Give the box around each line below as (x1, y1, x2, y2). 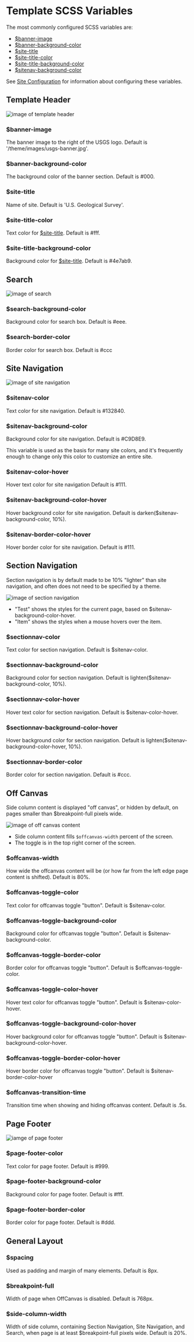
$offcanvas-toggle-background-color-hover (6, 1019, 136, 1028)
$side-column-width (6, 1310, 67, 1318)
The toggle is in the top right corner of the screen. (14, 839, 136, 847)
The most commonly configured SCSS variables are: (6, 24, 133, 31)
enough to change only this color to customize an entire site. (6, 453, 153, 461)
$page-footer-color (6, 1149, 63, 1157)
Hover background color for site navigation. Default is (6, 509, 136, 517)
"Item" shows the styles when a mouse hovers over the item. (14, 618, 162, 625)
